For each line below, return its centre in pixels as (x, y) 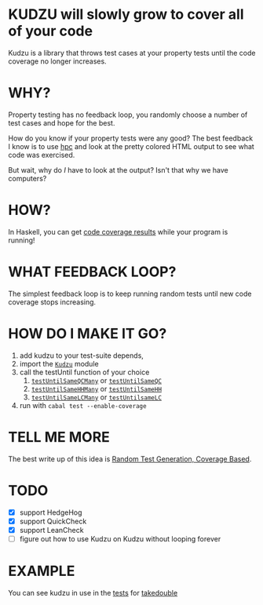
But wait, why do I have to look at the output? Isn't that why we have (119, 169)
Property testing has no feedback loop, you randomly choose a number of (128, 115)
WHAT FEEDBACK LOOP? (92, 272)
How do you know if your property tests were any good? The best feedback (131, 138)
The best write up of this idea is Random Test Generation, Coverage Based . (130, 459)
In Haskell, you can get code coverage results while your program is (118, 231)
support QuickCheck (53, 521)
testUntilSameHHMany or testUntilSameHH (97, 388)
